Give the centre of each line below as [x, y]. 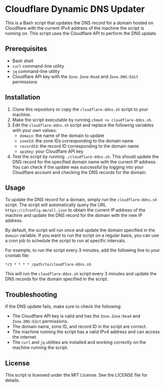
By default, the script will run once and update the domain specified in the [80, 230]
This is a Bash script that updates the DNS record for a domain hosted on [79, 23]
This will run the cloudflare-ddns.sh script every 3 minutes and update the [81, 274]
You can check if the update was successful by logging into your [78, 167]
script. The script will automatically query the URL [56, 205]
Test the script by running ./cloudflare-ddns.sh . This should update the [85, 156]
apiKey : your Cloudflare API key [51, 151]
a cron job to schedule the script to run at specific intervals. [66, 241]
